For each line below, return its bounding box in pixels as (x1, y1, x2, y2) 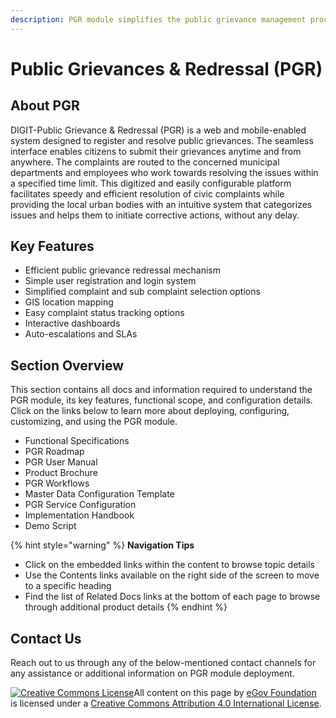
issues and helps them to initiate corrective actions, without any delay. (10, 209, 300, 221)
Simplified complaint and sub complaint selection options (24, 286, 261, 298)
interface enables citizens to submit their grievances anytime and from (10, 145, 302, 157)
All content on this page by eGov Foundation (133, 687, 317, 699)
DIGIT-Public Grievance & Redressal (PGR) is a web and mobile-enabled (10, 124, 307, 136)
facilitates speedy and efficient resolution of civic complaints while (10, 187, 285, 200)
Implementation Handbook (24, 509, 135, 521)
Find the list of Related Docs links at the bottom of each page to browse (24, 591, 321, 603)
